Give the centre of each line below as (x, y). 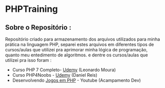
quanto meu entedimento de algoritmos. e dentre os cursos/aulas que (77, 55)
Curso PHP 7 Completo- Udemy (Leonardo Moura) (64, 70)
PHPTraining (32, 9)
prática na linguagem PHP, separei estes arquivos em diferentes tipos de (80, 44)
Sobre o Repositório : (38, 27)
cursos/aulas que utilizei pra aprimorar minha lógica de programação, (76, 50)
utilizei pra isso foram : (28, 60)
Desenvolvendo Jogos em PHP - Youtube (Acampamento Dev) (77, 80)
